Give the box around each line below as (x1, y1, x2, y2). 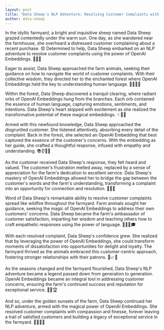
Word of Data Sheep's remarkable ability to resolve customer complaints (5, 195, 152, 201)
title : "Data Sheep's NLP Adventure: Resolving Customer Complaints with (5, 12, 160, 17)
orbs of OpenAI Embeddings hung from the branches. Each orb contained (5, 96, 155, 102)
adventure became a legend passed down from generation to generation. (5, 271, 154, 277)
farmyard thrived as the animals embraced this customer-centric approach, (5, 249, 157, 255)
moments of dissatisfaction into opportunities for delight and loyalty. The (5, 243, 152, 249)
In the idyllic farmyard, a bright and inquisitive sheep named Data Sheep (5, 30, 151, 36)
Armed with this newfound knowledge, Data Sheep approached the (5, 122, 141, 128)
